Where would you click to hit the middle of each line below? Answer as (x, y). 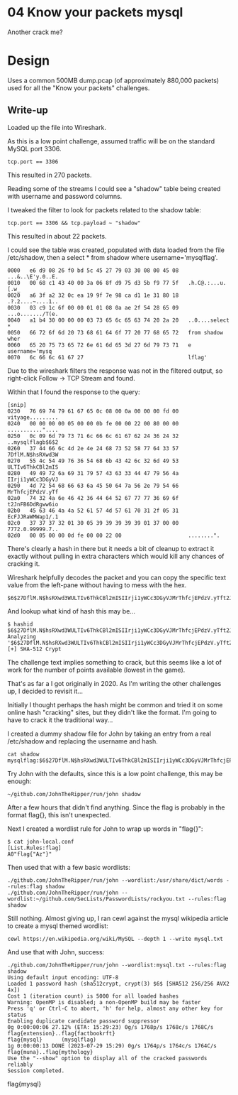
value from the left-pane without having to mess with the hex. (97, 585)
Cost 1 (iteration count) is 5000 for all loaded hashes (93, 996)
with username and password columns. (65, 196)
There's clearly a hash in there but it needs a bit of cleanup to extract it (111, 548)
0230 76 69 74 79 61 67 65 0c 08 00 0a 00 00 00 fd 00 (93, 411)
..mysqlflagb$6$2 (33, 442)
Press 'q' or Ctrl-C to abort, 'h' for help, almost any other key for (115, 1008)
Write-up (28, 110)
